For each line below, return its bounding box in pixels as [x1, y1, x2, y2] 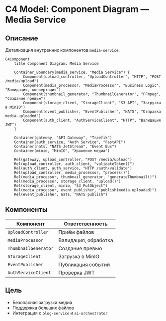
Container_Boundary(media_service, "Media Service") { [14, 70, 130, 75]
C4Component [5, 57, 30, 62]
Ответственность [64, 220, 108, 227]
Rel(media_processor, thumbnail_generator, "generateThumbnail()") [14, 174, 157, 179]
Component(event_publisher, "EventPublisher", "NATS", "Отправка [23, 109, 162, 114]
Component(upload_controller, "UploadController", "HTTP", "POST [23, 74, 162, 79]
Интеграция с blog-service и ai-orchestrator [12, 310, 108, 316]
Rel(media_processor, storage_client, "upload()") [14, 179, 121, 184]
